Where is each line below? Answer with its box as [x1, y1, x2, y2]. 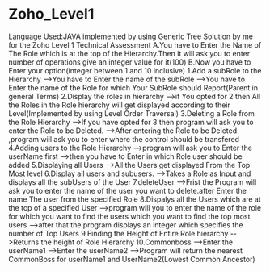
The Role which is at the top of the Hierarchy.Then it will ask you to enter [8, 48, 251, 58]
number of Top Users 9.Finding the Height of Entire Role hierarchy [8, 228, 229, 238]
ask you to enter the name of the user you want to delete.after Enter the [8, 186, 247, 195]
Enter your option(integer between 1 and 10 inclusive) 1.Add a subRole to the [8, 65, 262, 75]
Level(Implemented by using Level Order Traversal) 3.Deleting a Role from [8, 108, 255, 118]
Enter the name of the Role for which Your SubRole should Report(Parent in [8, 82, 259, 93]
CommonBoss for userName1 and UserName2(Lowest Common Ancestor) [8, 254, 256, 264]
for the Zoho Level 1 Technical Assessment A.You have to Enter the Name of [8, 40, 262, 49]
